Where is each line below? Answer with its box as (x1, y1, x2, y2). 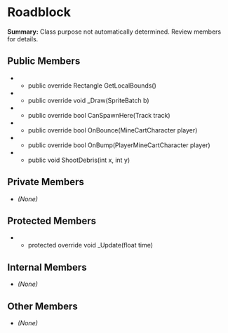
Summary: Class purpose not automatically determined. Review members (7, 27, 222, 36)
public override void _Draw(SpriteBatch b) (27, 96, 149, 104)
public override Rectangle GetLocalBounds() (27, 81, 156, 90)
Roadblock (7, 4, 72, 20)
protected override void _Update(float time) (27, 241, 153, 250)
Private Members (7, 176, 84, 188)
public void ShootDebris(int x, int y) (27, 156, 130, 164)
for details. (7, 34, 39, 43)
